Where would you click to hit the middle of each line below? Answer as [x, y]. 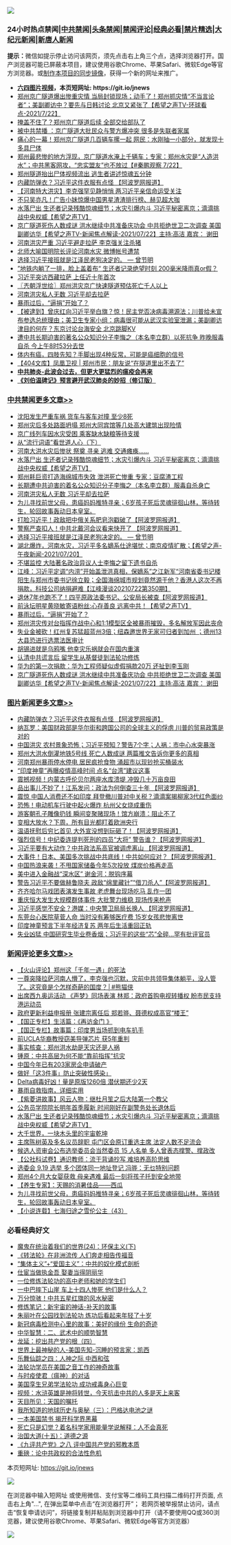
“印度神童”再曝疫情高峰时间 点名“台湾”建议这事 [84, 770]
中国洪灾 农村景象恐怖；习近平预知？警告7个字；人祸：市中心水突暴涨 [116, 744]
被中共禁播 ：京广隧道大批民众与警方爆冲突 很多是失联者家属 [103, 131]
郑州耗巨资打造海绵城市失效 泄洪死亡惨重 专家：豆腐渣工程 [100, 476]
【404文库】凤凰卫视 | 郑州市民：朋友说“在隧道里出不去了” [100, 363]
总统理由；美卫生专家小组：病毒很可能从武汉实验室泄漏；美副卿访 [129, 320]
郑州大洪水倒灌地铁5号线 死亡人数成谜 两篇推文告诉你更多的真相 [108, 753]
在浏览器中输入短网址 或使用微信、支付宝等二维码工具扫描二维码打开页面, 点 [115, 1495]
